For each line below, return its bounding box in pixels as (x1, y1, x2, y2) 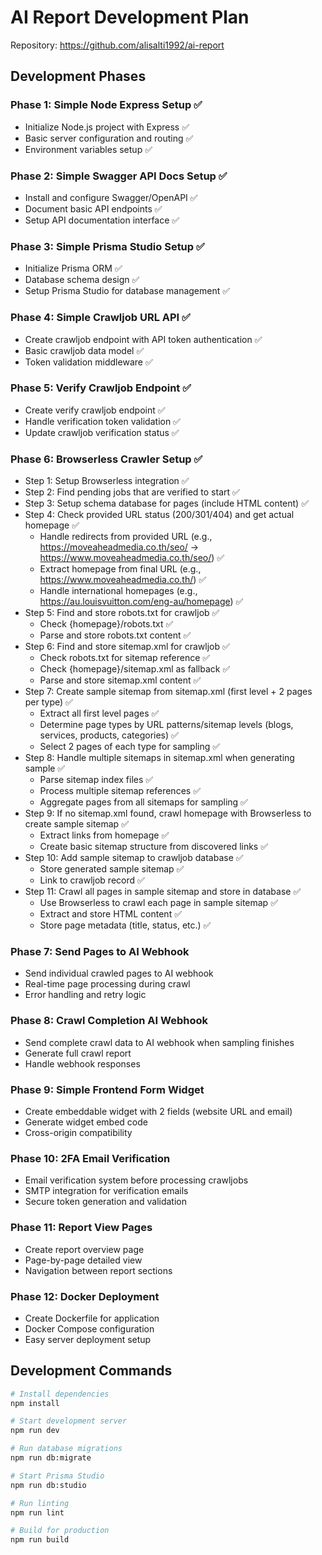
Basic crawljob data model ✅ (24, 344, 145, 356)
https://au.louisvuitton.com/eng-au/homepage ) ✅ (39, 596, 244, 608)
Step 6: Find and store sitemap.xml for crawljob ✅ (24, 641, 230, 653)
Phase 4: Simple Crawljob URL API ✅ (10, 311, 191, 325)
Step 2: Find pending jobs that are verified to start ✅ (24, 486, 240, 498)
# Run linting (10, 1498, 70, 1508)
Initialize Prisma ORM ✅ (24, 262, 123, 275)
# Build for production (10, 1526, 110, 1536)
